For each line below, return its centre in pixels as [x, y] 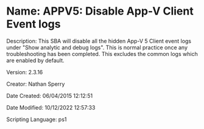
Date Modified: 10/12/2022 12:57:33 [51, 107]
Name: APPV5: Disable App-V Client [100, 11]
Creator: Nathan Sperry [36, 84]
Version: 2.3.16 [25, 72]
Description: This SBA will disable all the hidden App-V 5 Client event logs [99, 41]
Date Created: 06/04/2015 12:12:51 [50, 96]
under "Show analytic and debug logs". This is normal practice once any [97, 47]
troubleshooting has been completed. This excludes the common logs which [102, 54]
